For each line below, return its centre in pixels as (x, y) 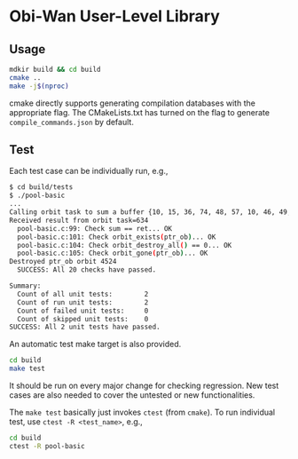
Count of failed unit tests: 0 (83, 311)
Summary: (25, 286)
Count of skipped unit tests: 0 (83, 319)
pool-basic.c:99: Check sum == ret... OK (95, 228)
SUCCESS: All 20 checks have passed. (87, 270)
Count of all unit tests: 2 (83, 294)
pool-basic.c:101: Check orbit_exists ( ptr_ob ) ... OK (117, 237)
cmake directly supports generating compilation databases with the (132, 103)
